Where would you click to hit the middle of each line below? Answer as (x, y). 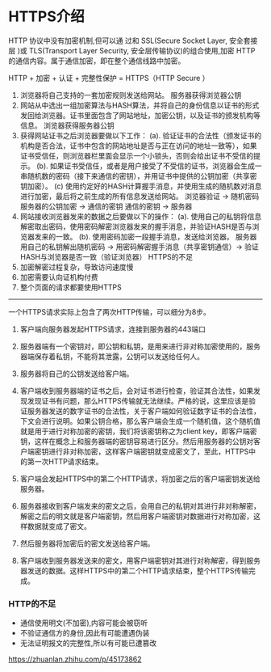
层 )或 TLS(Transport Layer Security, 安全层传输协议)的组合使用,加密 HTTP (132, 50)
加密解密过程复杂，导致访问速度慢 (77, 267)
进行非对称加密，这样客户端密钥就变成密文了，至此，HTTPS (148, 451)
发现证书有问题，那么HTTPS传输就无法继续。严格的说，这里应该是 (138, 400)
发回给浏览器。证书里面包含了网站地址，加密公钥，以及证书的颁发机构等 (140, 115)
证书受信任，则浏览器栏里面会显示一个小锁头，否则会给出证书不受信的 (137, 155)
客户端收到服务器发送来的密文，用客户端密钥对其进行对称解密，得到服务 (140, 560)
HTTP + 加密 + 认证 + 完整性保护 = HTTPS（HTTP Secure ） (109, 78)
